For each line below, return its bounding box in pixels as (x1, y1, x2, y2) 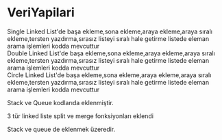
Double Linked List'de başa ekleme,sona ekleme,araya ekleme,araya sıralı (7, 49, 216, 57)
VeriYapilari (7, 5, 75, 20)
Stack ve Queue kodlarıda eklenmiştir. (7, 98, 114, 107)
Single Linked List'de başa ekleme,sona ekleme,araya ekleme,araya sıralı (7, 27, 212, 36)
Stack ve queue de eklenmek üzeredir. (7, 125, 116, 133)
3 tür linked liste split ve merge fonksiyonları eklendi (7, 111, 154, 120)
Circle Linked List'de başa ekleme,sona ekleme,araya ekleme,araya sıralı (7, 70, 212, 79)
